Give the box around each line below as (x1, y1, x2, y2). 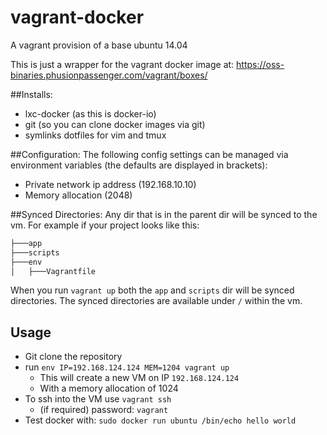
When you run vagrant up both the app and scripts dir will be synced (10, 284, 295, 296)
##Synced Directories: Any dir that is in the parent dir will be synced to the (10, 208, 318, 220)
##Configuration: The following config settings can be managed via (10, 148, 289, 160)
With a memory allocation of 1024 (39, 382, 179, 395)
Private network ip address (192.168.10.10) (24, 178, 197, 190)
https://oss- (236, 58, 285, 70)
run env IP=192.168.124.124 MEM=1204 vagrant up (24, 361, 230, 373)
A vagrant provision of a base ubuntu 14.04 (10, 39, 188, 51)
